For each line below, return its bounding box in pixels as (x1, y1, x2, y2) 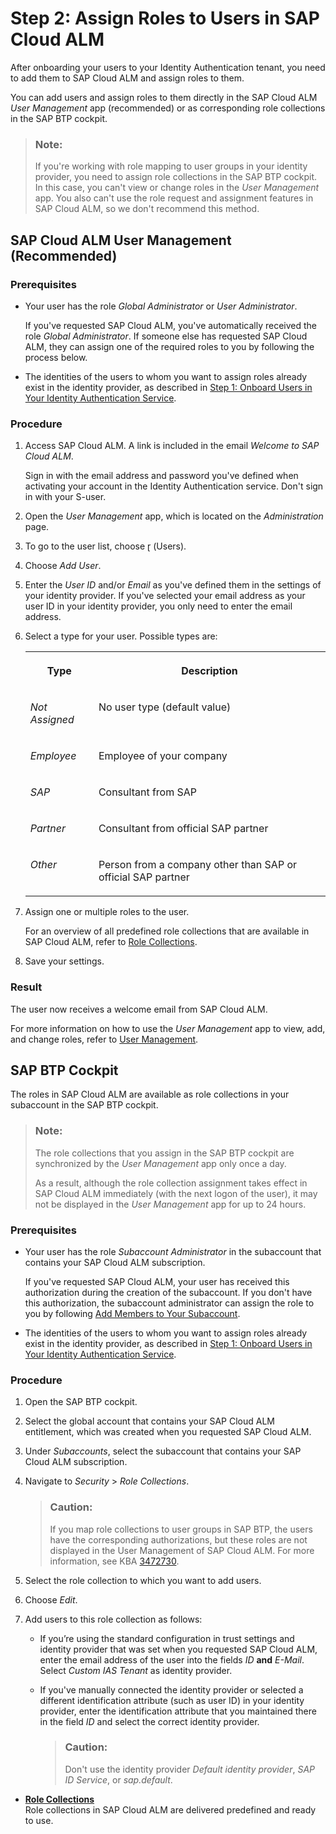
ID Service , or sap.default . (64, 1773, 173, 1786)
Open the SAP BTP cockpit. (24, 1396, 138, 1408)
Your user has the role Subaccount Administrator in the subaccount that (24, 1245, 322, 1257)
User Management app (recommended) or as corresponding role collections (10, 102, 326, 114)
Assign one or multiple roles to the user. (24, 906, 190, 918)
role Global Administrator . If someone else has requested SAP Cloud (24, 330, 308, 342)
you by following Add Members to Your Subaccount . (24, 1307, 241, 1319)
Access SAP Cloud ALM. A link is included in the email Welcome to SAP (24, 440, 320, 452)
